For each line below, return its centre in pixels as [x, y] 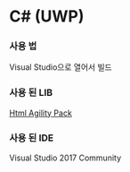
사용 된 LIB [31, 93]
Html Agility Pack [41, 113]
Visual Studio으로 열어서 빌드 [61, 67]
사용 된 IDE [32, 138]
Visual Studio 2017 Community [65, 158]
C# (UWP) [47, 17]
